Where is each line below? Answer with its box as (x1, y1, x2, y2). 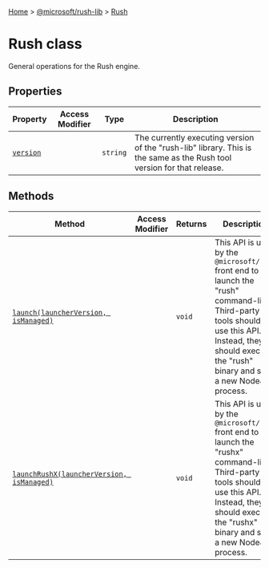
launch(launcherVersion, (12, 308, 107, 317)
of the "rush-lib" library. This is (134, 142, 252, 153)
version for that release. (134, 162, 224, 173)
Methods (8, 189, 54, 203)
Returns (175, 218, 207, 229)
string (102, 148, 127, 157)
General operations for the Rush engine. (8, 61, 140, 71)
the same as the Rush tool (134, 152, 232, 163)
